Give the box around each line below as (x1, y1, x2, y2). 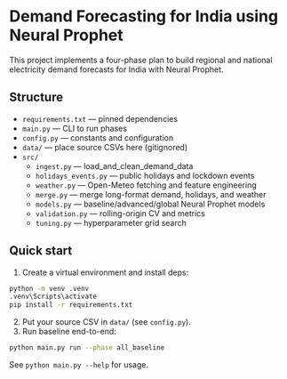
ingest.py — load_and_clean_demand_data (35, 160, 194, 171)
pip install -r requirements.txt (9, 301, 133, 310)
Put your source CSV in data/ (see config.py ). (21, 317, 191, 327)
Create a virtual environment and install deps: (21, 267, 189, 278)
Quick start (9, 243, 73, 259)
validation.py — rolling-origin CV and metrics (35, 207, 206, 219)
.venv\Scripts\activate (9, 292, 98, 302)
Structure (9, 90, 64, 105)
